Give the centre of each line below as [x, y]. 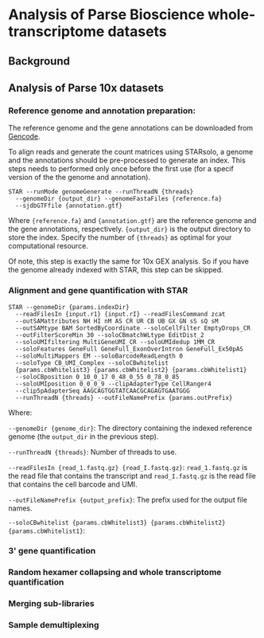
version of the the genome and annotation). [80, 178]
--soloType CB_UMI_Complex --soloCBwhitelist [92, 363]
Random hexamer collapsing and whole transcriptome [115, 573]
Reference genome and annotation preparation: [102, 111]
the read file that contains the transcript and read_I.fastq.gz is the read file [132, 476]
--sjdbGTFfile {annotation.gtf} [69, 206]
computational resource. [49, 246]
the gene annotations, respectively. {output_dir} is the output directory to [130, 229]
